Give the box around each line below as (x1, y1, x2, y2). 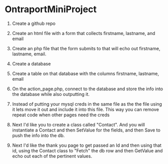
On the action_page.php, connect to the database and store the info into (12, 85, 163, 92)
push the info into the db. (12, 132, 65, 138)
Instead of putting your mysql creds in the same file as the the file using (12, 101, 162, 107)
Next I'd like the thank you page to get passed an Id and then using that (12, 142, 162, 148)
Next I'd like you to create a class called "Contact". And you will (12, 121, 145, 127)
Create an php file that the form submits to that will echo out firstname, (12, 45, 160, 51)
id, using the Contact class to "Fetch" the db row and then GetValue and (12, 147, 163, 153)
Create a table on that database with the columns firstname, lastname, (12, 70, 159, 77)
